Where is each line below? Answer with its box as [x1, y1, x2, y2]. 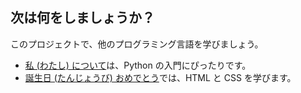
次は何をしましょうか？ [10, 9, 155, 27]
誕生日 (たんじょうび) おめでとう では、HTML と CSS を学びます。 [24, 71, 297, 83]
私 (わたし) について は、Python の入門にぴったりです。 [24, 59, 252, 71]
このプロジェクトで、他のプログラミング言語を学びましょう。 [10, 38, 264, 50]
